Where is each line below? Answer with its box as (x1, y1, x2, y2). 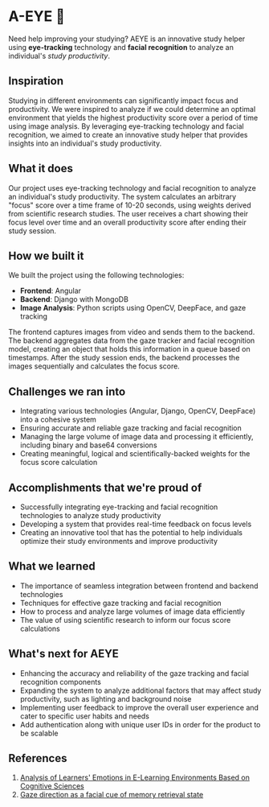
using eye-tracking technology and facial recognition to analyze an (8, 42, 234, 51)
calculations (19, 624, 60, 633)
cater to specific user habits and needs (19, 711, 150, 721)
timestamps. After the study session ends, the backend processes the (8, 353, 240, 363)
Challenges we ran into (8, 385, 126, 398)
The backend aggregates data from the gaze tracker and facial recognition (8, 336, 255, 345)
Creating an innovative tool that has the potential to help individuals (19, 528, 243, 537)
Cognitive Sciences (19, 781, 84, 791)
